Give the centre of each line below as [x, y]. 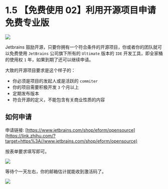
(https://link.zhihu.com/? [31, 135]
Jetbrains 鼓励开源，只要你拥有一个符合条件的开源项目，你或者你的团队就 [81, 47]
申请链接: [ [16, 130]
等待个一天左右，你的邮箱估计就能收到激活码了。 [56, 171]
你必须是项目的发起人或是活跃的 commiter [55, 81]
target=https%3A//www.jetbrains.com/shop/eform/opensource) [71, 141]
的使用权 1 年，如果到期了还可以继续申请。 [49, 59]
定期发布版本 [26, 93]
